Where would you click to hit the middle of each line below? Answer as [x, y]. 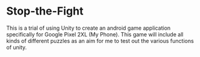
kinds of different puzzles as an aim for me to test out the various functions [100, 41]
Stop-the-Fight [45, 11]
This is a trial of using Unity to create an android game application [88, 28]
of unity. [17, 47]
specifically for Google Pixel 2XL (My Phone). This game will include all [95, 34]
